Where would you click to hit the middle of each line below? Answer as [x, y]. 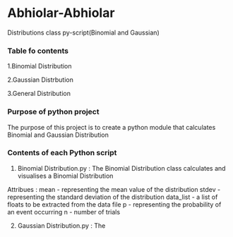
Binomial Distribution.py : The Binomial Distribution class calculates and [121, 168]
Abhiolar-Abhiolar [61, 13]
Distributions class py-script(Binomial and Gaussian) [84, 32]
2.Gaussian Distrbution [41, 80]
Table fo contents [38, 51]
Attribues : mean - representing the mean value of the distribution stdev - [114, 189]
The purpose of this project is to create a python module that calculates [112, 127]
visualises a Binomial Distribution [65, 176]
